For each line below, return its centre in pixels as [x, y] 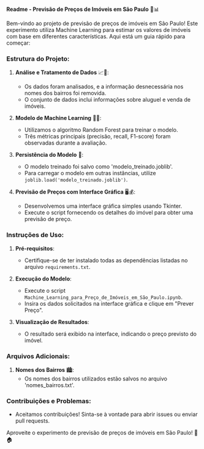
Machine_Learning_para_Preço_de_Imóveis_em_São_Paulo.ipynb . [103, 297]
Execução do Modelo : [43, 279]
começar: [18, 43]
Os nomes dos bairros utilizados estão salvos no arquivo [96, 379]
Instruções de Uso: [35, 235]
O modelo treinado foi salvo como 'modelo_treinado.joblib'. [99, 167]
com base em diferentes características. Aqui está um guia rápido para [96, 36]
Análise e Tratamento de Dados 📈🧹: [62, 72]
